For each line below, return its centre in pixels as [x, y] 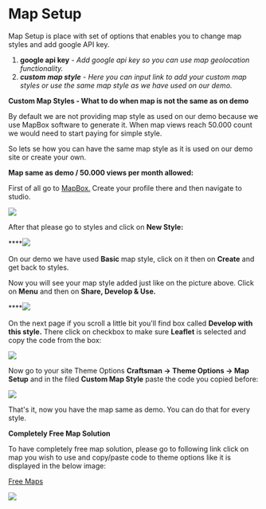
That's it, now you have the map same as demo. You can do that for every [129, 409]
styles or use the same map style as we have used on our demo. [126, 85]
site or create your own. [47, 157]
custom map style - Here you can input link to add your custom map [133, 77]
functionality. [41, 68]
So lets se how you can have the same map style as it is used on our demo [131, 148]
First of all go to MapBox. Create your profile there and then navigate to [125, 187]
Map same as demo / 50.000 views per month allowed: [101, 172]
